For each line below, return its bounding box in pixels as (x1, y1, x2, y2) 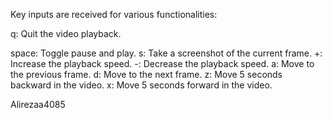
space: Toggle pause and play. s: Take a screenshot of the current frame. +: (10, 47, 323, 59)
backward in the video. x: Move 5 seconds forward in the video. (10, 79, 273, 91)
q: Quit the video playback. (10, 28, 122, 39)
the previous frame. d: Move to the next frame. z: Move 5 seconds (10, 69, 283, 80)
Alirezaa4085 (10, 99, 66, 110)
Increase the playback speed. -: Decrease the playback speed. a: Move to (10, 58, 315, 69)
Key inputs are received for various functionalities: (10, 9, 218, 20)
